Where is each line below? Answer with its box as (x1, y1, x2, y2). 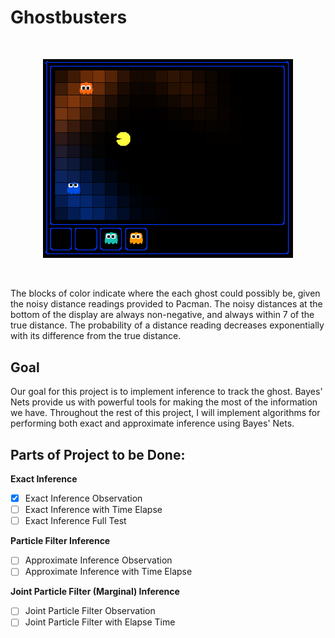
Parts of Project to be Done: (10, 446, 186, 463)
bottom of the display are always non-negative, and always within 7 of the (10, 309, 315, 321)
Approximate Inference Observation (24, 554, 173, 566)
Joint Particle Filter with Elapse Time (24, 616, 176, 628)
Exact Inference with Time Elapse (24, 504, 163, 516)
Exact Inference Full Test (24, 515, 127, 527)
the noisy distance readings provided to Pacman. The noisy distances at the (10, 298, 323, 310)
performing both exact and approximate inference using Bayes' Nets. (10, 417, 295, 430)
